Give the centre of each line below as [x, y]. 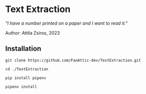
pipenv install [21, 86]
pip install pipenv [26, 78]
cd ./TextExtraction [27, 69]
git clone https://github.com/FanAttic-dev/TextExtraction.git [73, 60]
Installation [23, 49]
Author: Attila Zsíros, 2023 [33, 33]
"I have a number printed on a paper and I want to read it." [66, 23]
